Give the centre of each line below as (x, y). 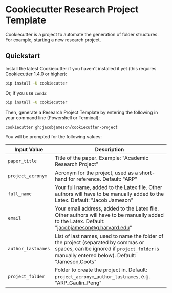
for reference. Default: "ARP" (103, 179)
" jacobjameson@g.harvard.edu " (93, 228)
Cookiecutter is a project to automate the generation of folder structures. (82, 34)
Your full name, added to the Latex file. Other (109, 187)
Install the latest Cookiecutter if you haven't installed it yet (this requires (81, 68)
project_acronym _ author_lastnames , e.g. (102, 277)
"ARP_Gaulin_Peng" (78, 283)
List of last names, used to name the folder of (109, 236)
